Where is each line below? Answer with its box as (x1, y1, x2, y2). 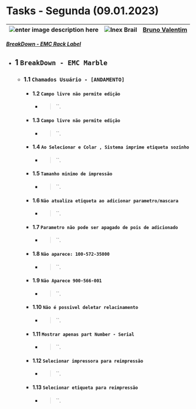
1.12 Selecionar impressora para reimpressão (32, 357, 143, 364)
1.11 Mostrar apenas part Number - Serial (32, 330, 135, 337)
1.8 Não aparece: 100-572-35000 (32, 250, 110, 257)
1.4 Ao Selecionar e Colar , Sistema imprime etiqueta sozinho (32, 143, 190, 150)
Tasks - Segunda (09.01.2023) (6, 4, 159, 18)
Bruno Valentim (142, 25, 188, 34)
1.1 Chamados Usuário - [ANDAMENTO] (23, 75, 125, 83)
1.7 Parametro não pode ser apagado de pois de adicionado (32, 223, 178, 230)
